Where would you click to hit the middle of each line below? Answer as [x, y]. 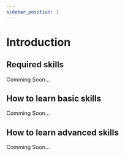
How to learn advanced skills [63, 132]
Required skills [35, 65]
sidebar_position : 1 [33, 12]
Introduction [39, 42]
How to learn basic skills [54, 99]
